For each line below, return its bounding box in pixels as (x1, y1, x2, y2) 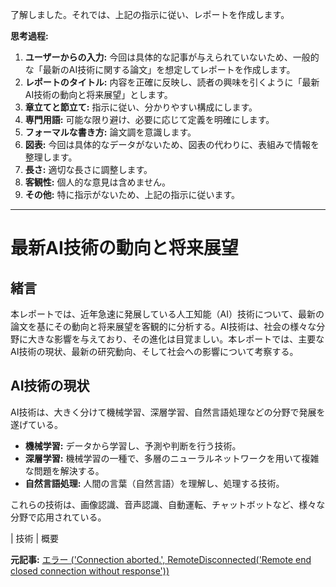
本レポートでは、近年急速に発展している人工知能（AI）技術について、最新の (10, 308, 325, 320)
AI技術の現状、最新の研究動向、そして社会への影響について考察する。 (10, 346, 299, 357)
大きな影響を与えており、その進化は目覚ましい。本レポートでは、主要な (27, 333, 325, 345)
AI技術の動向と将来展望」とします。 (24, 89, 173, 100)
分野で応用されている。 (10, 511, 107, 523)
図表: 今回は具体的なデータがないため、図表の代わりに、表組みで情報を (24, 139, 320, 150)
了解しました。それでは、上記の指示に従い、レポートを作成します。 (10, 9, 290, 20)
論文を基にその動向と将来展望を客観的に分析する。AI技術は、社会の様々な (10, 321, 317, 332)
